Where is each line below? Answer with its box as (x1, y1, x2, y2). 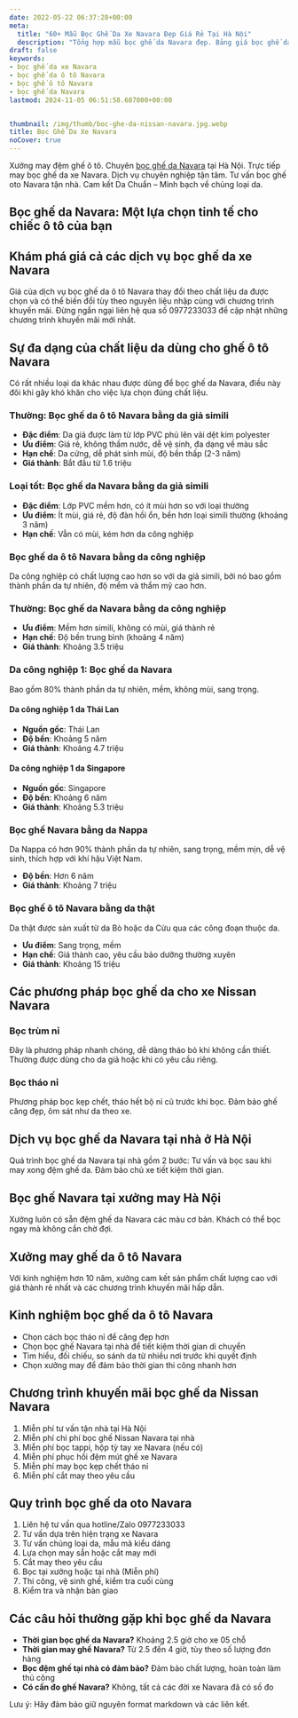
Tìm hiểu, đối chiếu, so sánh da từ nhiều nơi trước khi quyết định (21, 1350, 257, 1361)
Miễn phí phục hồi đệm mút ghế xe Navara (21, 1451, 177, 1461)
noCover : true (9, 136, 62, 145)
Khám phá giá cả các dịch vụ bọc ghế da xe (9, 249, 253, 264)
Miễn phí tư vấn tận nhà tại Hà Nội (21, 1422, 146, 1434)
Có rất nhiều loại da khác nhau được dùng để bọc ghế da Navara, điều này (9, 378, 281, 389)
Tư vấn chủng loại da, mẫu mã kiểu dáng (21, 1538, 171, 1549)
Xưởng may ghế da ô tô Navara (9, 1249, 183, 1264)
